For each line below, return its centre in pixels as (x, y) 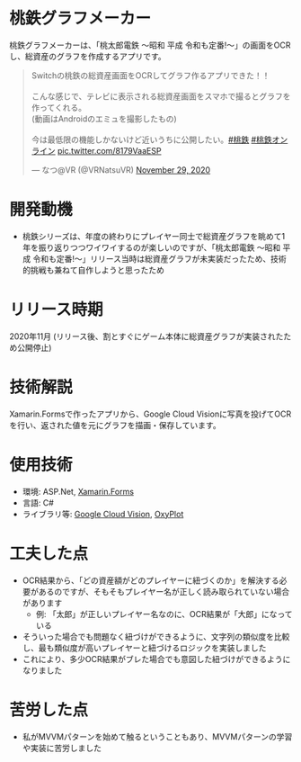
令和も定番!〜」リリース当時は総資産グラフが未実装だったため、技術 (160, 258)
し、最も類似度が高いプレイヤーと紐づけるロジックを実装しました (144, 648)
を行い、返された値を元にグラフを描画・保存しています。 (115, 425)
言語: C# (38, 502)
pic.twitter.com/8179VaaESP (109, 150)
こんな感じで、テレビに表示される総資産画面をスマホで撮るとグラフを (161, 96)
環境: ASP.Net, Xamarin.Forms (78, 491)
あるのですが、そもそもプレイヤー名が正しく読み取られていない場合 (164, 591)
